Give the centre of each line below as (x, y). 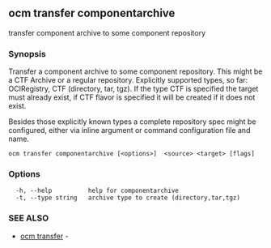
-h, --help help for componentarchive (97, 191)
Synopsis (27, 53)
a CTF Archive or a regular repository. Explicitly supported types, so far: (128, 80)
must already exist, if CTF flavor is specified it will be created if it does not (132, 97)
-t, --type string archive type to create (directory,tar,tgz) (128, 198)
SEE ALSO (29, 218)
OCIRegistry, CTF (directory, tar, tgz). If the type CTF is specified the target (133, 89)
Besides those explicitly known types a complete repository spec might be (132, 122)
